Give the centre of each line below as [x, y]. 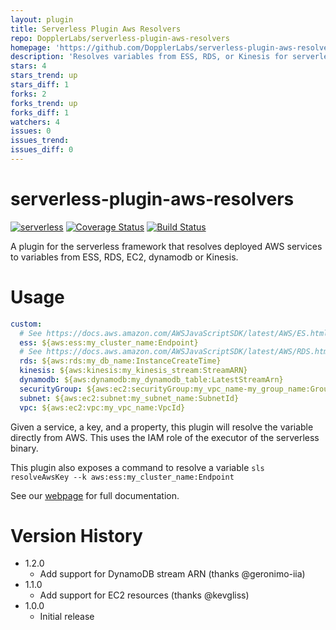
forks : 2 [28, 94]
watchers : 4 [35, 122]
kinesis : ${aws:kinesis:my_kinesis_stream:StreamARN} [133, 371]
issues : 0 [31, 131]
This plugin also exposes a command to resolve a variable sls [137, 467]
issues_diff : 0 [42, 150]
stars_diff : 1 [40, 85]
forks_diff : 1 [40, 112]
